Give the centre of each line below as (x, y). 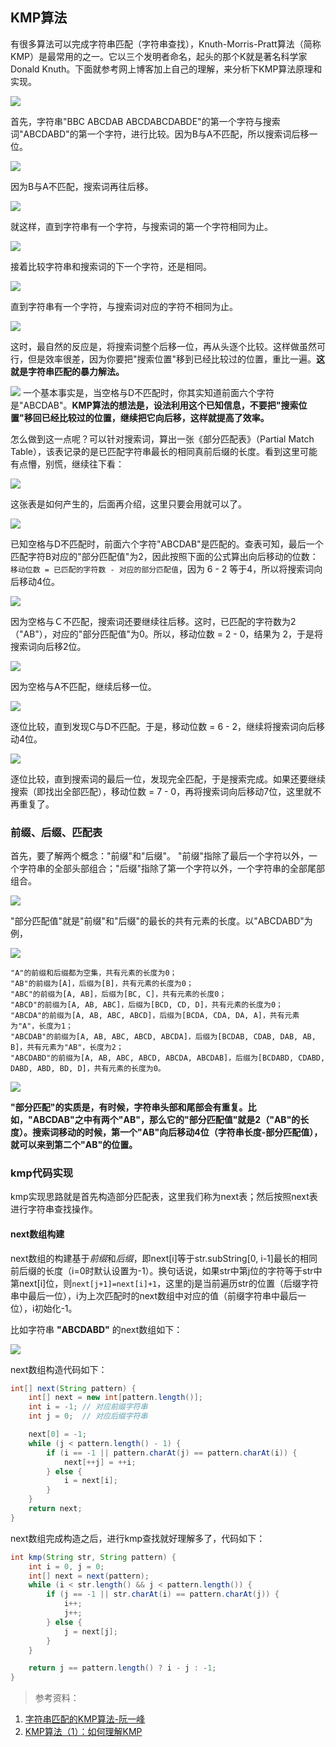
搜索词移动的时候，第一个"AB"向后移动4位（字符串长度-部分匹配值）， (177, 1132)
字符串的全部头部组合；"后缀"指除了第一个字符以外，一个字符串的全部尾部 (172, 869)
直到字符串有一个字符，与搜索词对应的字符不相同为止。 (124, 306)
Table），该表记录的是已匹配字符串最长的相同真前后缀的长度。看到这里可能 (164, 451)
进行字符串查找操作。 (54, 1209)
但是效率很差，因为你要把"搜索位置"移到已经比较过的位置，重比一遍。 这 (176, 359)
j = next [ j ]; (90, 1631)
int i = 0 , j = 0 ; (66, 1566)
